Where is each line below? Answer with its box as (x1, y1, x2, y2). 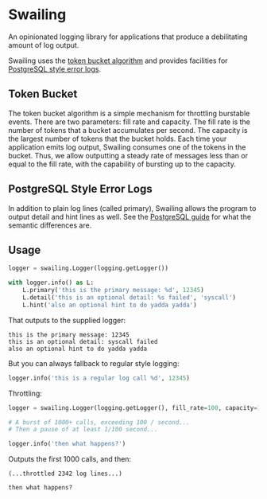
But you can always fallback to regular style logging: (8, 358, 180, 368)
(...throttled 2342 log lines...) (8, 470, 123, 478)
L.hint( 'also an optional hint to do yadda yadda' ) (22, 301, 197, 309)
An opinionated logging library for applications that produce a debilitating (8, 32, 248, 41)
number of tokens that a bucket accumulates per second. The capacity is (8, 125, 248, 134)
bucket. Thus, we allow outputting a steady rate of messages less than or (8, 150, 249, 160)
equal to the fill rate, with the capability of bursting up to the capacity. (8, 159, 236, 169)
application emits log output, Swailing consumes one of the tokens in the (8, 142, 246, 152)
